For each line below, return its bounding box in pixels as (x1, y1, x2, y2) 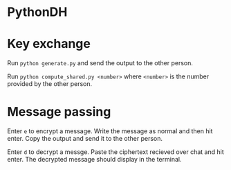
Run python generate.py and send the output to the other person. (7, 59, 194, 67)
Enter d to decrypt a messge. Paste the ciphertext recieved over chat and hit (7, 148, 224, 156)
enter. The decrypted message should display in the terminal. (7, 155, 182, 164)
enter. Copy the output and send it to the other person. (7, 135, 163, 143)
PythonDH (7, 4, 68, 20)
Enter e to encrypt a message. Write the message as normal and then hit (7, 127, 213, 135)
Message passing (7, 104, 111, 120)
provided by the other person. (7, 80, 93, 88)
